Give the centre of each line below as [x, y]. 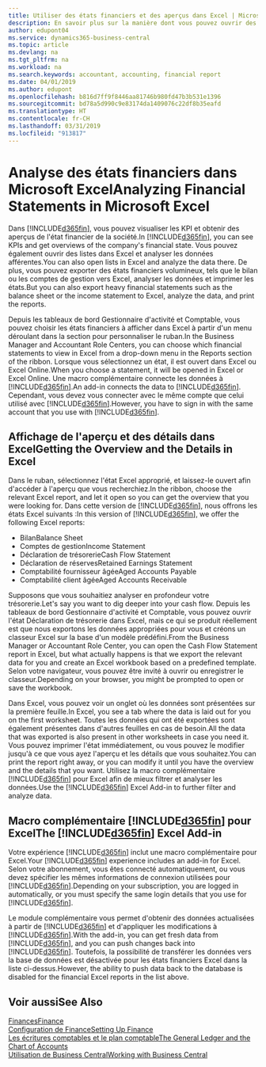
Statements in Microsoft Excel [109, 206]
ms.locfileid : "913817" [47, 133]
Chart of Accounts [38, 1046]
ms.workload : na [35, 67]
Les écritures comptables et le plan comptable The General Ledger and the [129, 1038]
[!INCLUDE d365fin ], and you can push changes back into [102, 943]
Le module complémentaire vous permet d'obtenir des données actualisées [131, 918]
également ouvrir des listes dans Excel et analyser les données [111, 253]
